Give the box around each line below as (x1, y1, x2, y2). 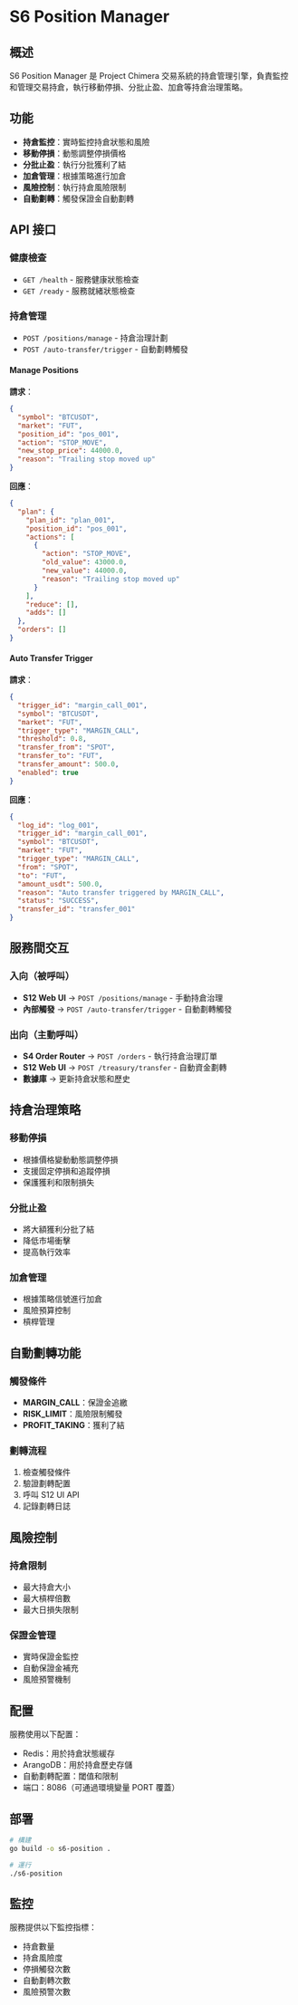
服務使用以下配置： (9, 1729, 82, 1740)
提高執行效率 (22, 1247, 71, 1258)
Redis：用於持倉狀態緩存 (22, 1748, 116, 1759)
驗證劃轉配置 (22, 1478, 71, 1489)
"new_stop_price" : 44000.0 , (17, 446, 124, 456)
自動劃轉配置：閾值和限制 (22, 1770, 119, 1781)
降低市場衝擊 (22, 1235, 71, 1246)
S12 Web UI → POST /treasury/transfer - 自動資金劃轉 (22, 1062, 227, 1073)
